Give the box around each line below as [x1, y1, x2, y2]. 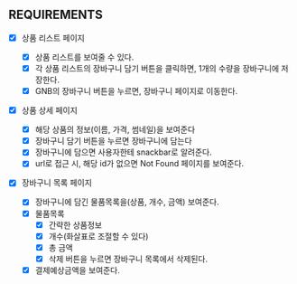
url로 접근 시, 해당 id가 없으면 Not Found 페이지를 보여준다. [34, 158, 245, 169]
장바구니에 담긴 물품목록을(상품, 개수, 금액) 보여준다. [34, 196, 219, 207]
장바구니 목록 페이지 [21, 177, 92, 188]
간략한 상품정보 [48, 219, 103, 230]
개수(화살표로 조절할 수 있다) [48, 231, 149, 241]
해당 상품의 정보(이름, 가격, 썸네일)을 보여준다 [34, 124, 196, 135]
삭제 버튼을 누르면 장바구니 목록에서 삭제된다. [48, 253, 209, 264]
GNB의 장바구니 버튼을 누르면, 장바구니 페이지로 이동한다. [34, 86, 238, 96]
